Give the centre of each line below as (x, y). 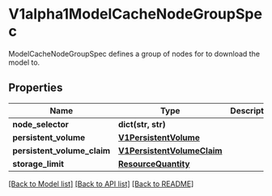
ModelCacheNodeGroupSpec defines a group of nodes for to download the (134, 53)
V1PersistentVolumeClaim (170, 151)
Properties (36, 88)
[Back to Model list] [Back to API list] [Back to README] (101, 184)
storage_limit (38, 164)
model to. (24, 62)
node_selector (40, 124)
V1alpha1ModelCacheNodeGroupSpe (136, 14)
